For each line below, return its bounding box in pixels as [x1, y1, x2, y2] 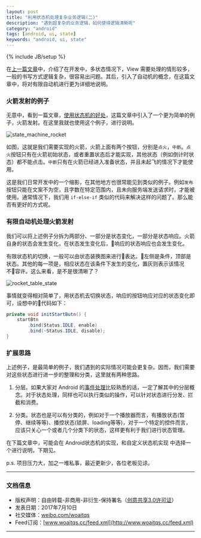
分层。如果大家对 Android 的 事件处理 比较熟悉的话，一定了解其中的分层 [14, 384, 190, 391]
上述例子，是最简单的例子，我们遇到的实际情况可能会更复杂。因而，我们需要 [6, 364, 195, 371]
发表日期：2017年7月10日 [14, 504, 78, 511]
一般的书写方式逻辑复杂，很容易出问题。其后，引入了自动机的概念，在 [6, 73, 179, 80]
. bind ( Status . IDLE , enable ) [28, 322, 98, 328]
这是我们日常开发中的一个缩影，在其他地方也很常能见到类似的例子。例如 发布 [6, 179, 193, 186]
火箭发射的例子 [6, 96, 50, 105]
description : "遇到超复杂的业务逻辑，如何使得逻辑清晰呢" [6, 20, 136, 26]
